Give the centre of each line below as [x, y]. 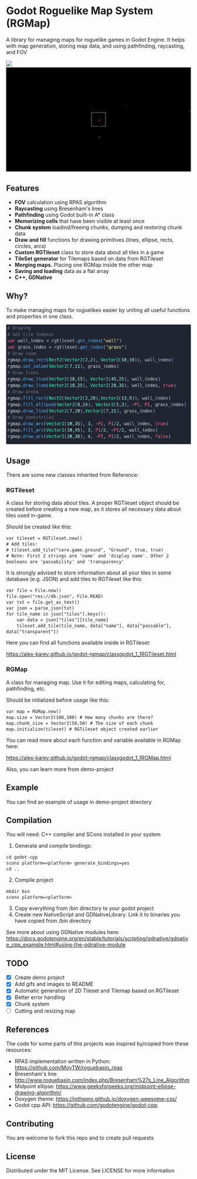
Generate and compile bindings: [53, 846]
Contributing [30, 1123]
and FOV [17, 52]
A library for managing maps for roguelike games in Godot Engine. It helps [96, 39]
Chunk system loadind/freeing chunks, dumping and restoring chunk [98, 227]
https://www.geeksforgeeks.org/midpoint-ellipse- [116, 1087]
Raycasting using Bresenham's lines [59, 209]
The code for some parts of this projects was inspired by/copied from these [97, 1044]
